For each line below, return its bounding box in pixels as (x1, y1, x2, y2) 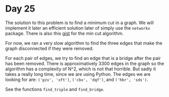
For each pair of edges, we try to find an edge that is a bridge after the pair (5, 55, 161, 61)
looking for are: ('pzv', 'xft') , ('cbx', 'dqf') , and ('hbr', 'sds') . (5, 76, 148, 82)
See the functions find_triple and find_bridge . (5, 86, 105, 92)
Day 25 (5, 3, 35, 15)
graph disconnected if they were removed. (5, 45, 94, 51)
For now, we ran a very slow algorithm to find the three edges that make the (5, 40, 162, 46)
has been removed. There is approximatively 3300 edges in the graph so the (5, 60, 164, 66)
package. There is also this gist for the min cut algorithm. (5, 30, 124, 36)
